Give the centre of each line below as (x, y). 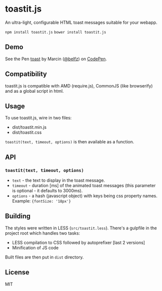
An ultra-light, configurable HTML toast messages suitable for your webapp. (81, 22)
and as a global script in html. (34, 91)
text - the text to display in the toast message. (58, 180)
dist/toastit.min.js (29, 127)
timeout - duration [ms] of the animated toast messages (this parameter (84, 186)
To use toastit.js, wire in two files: (38, 118)
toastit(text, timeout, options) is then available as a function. (70, 142)
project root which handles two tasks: (42, 233)
